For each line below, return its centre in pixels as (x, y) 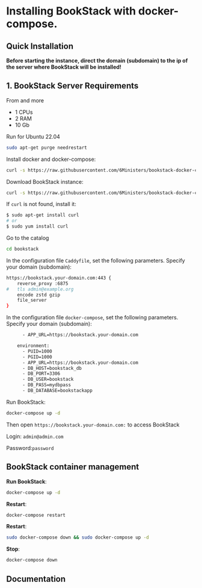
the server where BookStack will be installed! (64, 67)
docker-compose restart (36, 515)
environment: (33, 346)
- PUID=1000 (37, 351)
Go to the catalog (28, 238)
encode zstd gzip (39, 295)
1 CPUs (24, 112)
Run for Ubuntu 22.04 (33, 136)
